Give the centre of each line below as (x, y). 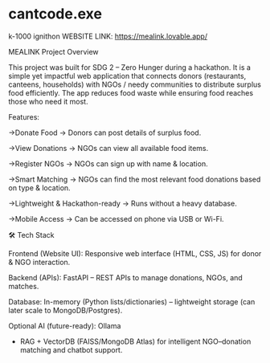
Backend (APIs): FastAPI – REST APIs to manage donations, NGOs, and (125, 277)
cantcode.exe (55, 14)
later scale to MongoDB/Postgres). (65, 310)
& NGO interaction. (39, 262)
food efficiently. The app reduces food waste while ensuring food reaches (131, 92)
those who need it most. (48, 101)
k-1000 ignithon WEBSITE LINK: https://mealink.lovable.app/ (108, 36)
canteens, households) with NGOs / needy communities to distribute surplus (135, 84)
